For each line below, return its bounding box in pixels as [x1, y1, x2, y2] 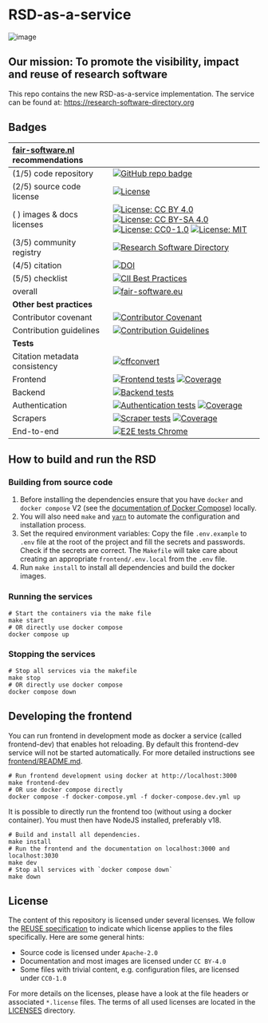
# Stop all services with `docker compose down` [8, 866, 173, 874]
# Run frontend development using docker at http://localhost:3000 [8, 771, 238, 780]
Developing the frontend [8, 710, 132, 723]
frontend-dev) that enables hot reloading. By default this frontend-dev [8, 739, 239, 749]
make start [8, 616, 45, 624]
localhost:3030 [8, 851, 59, 860]
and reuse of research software [8, 68, 168, 82]
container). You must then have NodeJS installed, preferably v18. [8, 815, 222, 825]
